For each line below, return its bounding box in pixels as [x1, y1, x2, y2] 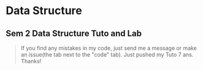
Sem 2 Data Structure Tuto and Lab [6, 28, 142, 39]
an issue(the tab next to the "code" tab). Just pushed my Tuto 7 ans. [20, 51, 194, 58]
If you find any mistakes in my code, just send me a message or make [20, 44, 197, 52]
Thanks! [20, 58, 42, 64]
